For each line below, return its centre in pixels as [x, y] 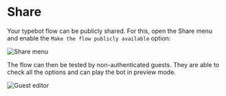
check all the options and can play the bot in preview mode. [92, 72]
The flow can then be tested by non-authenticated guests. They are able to [113, 64]
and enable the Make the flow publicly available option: [89, 38]
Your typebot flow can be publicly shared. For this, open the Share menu [110, 31]
